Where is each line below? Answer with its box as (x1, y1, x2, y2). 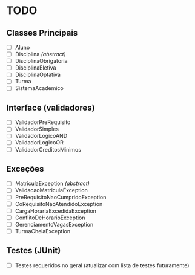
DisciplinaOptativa (15, 71, 61, 79)
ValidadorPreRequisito (15, 118, 71, 126)
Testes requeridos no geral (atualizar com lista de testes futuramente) (15, 261, 190, 269)
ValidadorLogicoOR (15, 139, 64, 146)
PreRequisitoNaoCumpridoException (15, 193, 107, 201)
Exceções (6, 164, 44, 174)
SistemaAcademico (15, 85, 64, 92)
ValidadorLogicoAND (15, 132, 68, 140)
